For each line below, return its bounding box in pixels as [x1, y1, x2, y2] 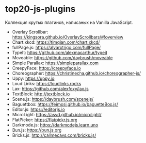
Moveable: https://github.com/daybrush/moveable [12, 54, 113, 60]
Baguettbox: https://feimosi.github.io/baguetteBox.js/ [12, 101, 118, 107]
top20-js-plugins [5, 3, 76, 15]
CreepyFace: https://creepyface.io [12, 65, 81, 71]
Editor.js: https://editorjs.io [12, 106, 65, 112]
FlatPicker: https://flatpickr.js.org [12, 117, 78, 123]
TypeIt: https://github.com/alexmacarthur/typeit [12, 50, 108, 55]
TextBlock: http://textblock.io [12, 91, 70, 97]
